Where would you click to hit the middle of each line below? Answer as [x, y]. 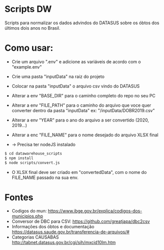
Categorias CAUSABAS [35, 237]
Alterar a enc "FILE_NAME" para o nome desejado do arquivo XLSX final [85, 135]
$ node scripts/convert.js [32, 163]
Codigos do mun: [29, 211]
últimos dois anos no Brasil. [33, 28]
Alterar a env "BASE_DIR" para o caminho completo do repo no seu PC [83, 95]
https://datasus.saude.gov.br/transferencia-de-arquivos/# [71, 232]
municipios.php [27, 216]
